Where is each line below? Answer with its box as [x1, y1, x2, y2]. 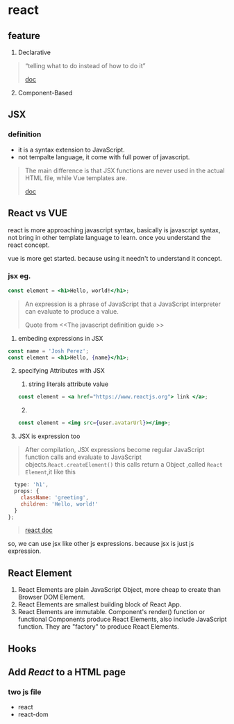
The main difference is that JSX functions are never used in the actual [24, 166, 225, 175]
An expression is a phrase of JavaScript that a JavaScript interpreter [24, 300, 221, 308]
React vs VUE [8, 207, 68, 219]
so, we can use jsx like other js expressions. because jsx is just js [8, 540, 194, 548]
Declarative [17, 48, 51, 56]
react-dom [17, 710, 49, 718]
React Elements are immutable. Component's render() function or [17, 608, 206, 616]
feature [8, 30, 41, 42]
